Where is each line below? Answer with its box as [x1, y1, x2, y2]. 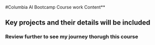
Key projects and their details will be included [5, 18, 150, 27]
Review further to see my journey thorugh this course [5, 33, 138, 40]
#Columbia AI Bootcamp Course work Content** [5, 4, 105, 10]
